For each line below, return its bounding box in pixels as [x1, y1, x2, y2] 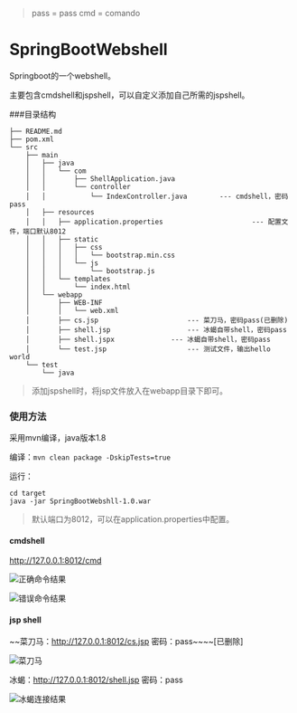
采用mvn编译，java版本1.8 [9, 433, 107, 443]
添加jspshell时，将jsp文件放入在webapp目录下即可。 [31, 385, 228, 396]
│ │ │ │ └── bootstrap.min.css [25, 251, 176, 260]
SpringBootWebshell [9, 40, 169, 60]
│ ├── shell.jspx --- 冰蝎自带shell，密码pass [25, 335, 271, 344]
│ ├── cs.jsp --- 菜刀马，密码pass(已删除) [25, 316, 289, 325]
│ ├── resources [25, 207, 95, 216]
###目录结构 [9, 109, 57, 119]
